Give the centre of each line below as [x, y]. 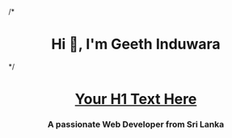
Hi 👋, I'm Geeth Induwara [136, 44]
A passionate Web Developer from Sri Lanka [136, 124]
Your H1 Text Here [136, 99]
